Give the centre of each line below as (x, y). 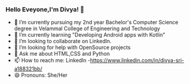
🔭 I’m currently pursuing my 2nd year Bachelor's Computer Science (96, 22)
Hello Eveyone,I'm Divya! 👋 (45, 9)
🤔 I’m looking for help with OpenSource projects (72, 47)
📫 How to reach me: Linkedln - (52, 60)
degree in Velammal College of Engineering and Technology (87, 28)
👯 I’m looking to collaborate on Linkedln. (63, 41)
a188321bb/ (28, 69)
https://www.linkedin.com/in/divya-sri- (137, 60)
